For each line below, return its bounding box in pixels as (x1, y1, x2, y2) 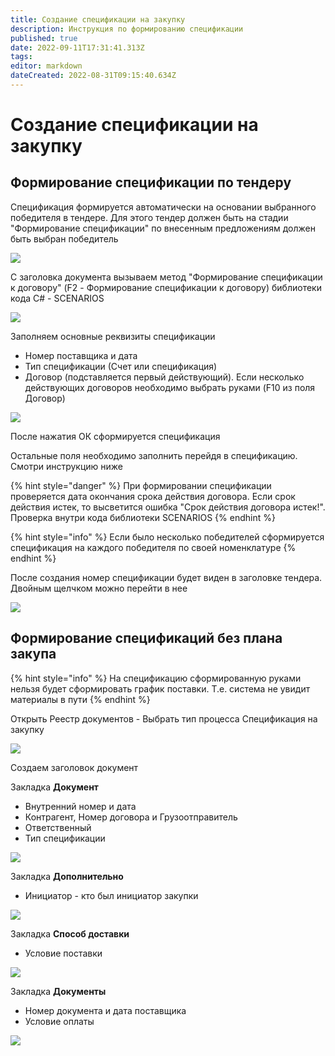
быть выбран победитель (10, 232, 119, 245)
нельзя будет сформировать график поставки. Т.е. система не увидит (10, 682, 311, 695)
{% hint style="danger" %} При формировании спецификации (10, 479, 272, 491)
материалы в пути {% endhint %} (10, 693, 151, 705)
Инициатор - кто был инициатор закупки (24, 889, 199, 901)
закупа (10, 646, 57, 663)
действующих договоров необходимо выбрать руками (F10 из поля (24, 381, 316, 393)
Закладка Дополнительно (10, 870, 124, 882)
